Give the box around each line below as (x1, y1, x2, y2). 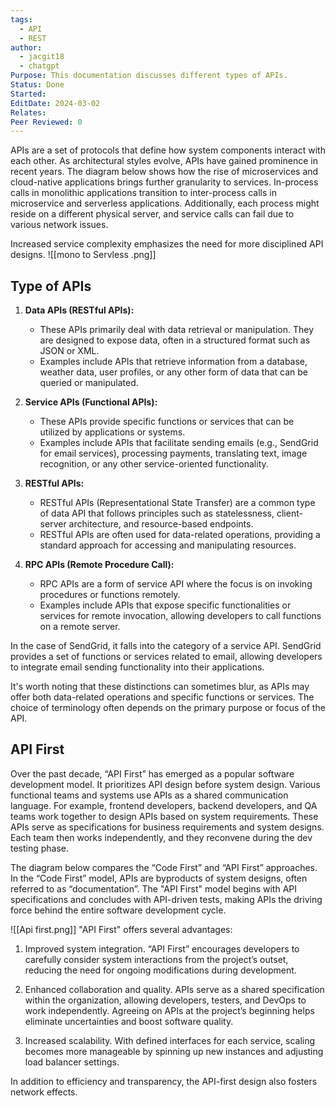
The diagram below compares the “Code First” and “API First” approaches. (10, 861, 318, 873)
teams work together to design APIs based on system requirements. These (10, 810, 319, 822)
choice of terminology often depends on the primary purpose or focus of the (10, 702, 326, 714)
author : (10, 42, 43, 53)
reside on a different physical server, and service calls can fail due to (10, 208, 295, 220)
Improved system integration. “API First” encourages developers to (24, 942, 300, 955)
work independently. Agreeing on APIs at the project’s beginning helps (24, 1004, 315, 1016)
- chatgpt (19, 61, 60, 71)
